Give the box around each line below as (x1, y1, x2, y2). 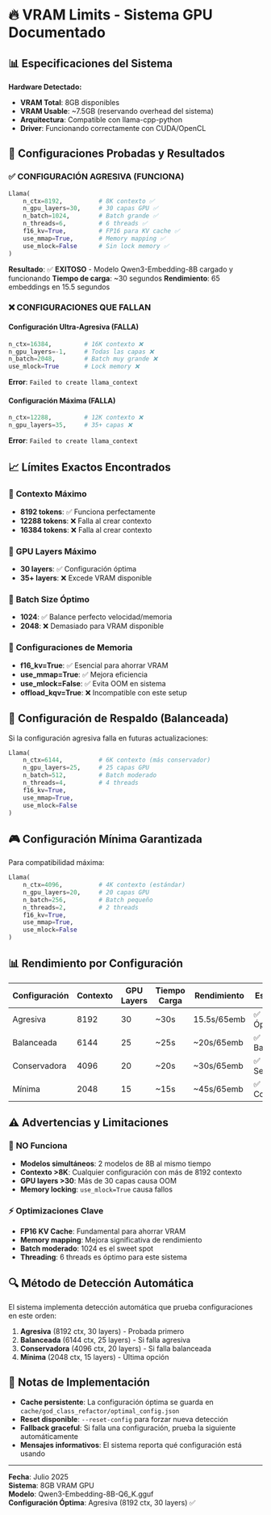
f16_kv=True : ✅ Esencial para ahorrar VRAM (19, 660, 169, 670)
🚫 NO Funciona (8, 1140, 68, 1151)
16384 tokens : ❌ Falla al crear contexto (19, 525, 152, 534)
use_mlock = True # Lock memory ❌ (8, 362, 140, 371)
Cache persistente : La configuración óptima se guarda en (19, 1397, 214, 1407)
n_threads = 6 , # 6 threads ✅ (23, 220, 148, 228)
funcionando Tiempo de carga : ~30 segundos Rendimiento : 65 (8, 273, 220, 283)
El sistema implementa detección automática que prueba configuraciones (8, 1302, 253, 1311)
